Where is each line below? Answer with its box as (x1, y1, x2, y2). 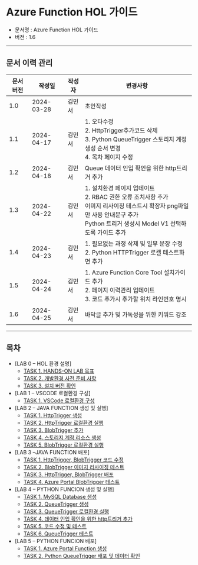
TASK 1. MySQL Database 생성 (23, 493, 97, 500)
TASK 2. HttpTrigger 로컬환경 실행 (23, 419, 104, 426)
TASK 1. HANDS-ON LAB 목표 (23, 367, 94, 374)
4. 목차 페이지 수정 (84, 153, 134, 161)
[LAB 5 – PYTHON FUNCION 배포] (14, 537, 97, 544)
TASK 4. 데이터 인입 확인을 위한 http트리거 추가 (23, 515, 133, 522)
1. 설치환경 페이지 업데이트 (84, 184, 155, 192)
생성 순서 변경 (84, 144, 121, 152)
